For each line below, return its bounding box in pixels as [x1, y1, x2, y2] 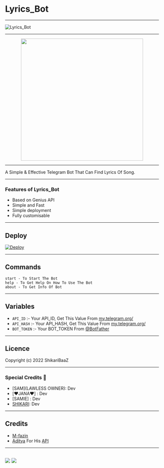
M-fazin [12, 432, 28, 438]
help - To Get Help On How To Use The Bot [5, 280, 93, 285]
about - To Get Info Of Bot [5, 284, 62, 289]
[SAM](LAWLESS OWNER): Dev [12, 385, 76, 391]
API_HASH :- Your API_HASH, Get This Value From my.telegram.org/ [12, 320, 146, 326]
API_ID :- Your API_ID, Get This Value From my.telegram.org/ [12, 315, 133, 321]
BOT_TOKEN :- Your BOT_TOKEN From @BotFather [12, 326, 110, 332]
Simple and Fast [12, 202, 45, 208]
